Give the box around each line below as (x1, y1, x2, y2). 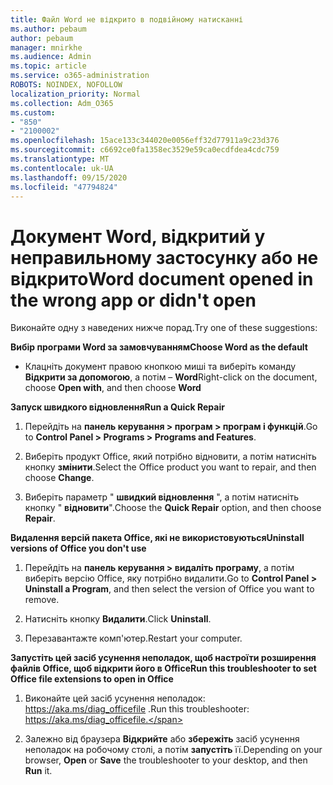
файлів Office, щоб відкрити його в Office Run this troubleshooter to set (10, 662, 317, 675)
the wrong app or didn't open (10, 289, 257, 311)
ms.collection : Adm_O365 (10, 98, 114, 108)
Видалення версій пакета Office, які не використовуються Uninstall (10, 532, 305, 544)
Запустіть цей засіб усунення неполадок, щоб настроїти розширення (10, 652, 317, 664)
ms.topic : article (10, 61, 87, 71)
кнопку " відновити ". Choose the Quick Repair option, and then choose (24, 502, 322, 514)
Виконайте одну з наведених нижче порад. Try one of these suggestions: (10, 322, 318, 334)
